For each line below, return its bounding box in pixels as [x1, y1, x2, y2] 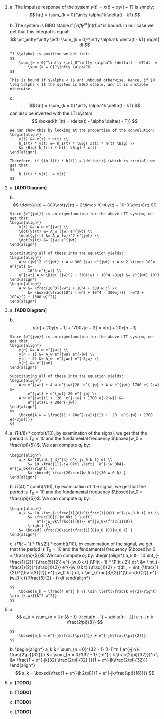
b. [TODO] [9, 689, 31, 696]
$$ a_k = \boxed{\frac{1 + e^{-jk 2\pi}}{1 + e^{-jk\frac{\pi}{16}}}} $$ [15, 670, 155, 676]
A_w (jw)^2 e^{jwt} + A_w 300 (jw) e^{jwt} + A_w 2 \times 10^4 [19, 260, 155, 265]
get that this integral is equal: [9, 29, 70, 35]
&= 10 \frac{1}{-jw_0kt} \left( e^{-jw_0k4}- [28, 462, 126, 467]
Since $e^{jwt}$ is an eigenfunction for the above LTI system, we [9, 211, 153, 217]
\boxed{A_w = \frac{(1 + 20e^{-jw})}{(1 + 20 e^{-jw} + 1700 [19, 413, 153, 418]
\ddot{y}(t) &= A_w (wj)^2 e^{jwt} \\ [19, 233, 99, 238]
